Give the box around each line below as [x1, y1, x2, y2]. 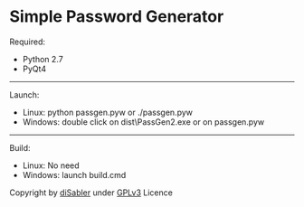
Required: [9, 36, 46, 47]
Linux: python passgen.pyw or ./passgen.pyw [22, 107, 193, 118]
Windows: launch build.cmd [22, 169, 127, 180]
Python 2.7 [22, 53, 63, 64]
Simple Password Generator [9, 6, 224, 27]
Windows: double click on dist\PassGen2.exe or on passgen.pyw [22, 116, 265, 127]
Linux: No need [22, 160, 80, 171]
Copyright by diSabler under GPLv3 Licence [9, 187, 174, 198]
